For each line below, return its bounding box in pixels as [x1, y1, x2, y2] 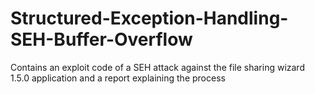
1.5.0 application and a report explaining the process [10, 72, 226, 84]
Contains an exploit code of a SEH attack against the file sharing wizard [10, 61, 305, 73]
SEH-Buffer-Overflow [10, 28, 193, 51]
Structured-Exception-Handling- [10, 7, 289, 30]
